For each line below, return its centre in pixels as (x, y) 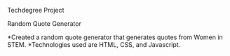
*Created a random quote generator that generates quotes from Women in (115, 37)
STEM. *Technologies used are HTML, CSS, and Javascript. (94, 44)
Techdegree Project (36, 10)
